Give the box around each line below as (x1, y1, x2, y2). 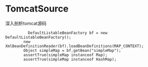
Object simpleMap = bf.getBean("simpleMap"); (23, 48, 122, 53)
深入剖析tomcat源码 (5, 20, 47, 26)
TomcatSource (5, 3, 69, 15)
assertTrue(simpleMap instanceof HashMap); (23, 56, 117, 62)
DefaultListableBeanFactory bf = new (27, 30, 108, 35)
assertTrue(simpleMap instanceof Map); (23, 52, 108, 57)
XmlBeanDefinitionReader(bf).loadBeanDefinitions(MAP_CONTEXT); (5, 43, 144, 48)
